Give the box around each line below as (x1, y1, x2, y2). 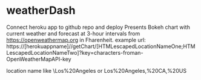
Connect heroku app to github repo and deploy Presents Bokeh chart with (6, 23, 191, 31)
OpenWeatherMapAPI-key (6, 55, 71, 63)
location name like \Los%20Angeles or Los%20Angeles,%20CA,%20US (6, 67, 186, 74)
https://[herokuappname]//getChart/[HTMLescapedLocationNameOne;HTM (6, 43, 196, 50)
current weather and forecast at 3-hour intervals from (6, 29, 140, 37)
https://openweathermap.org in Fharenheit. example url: (6, 36, 147, 43)
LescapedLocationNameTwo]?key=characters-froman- (6, 49, 143, 56)
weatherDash (6, 4, 76, 17)
